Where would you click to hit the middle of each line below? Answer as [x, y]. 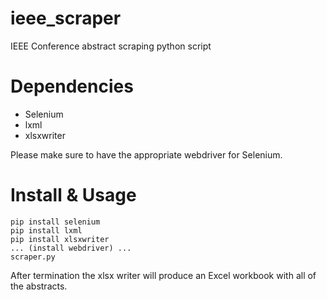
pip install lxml [46, 230]
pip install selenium [55, 222]
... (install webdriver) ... [71, 248]
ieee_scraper [66, 18]
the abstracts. [39, 286]
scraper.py [33, 257]
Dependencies [72, 86]
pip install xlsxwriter [60, 239]
